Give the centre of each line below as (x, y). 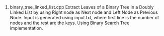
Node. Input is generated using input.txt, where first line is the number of (84, 18)
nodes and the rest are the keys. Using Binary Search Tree (70, 23)
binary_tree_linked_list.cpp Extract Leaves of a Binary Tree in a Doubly (82, 7)
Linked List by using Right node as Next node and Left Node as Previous (84, 12)
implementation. (26, 28)
